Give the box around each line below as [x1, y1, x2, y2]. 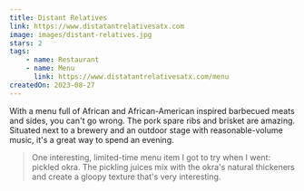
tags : [9, 47, 30, 56]
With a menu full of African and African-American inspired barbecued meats [9, 105, 295, 116]
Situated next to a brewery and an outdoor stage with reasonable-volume [9, 124, 283, 136]
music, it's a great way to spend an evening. [9, 134, 174, 145]
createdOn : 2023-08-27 [9, 81, 95, 90]
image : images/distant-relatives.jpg [9, 30, 152, 39]
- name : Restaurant [25, 55, 100, 64]
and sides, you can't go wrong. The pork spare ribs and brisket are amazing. [9, 115, 296, 126]
